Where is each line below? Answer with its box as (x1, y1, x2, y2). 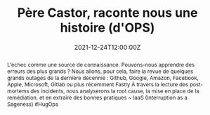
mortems (6, 87, 29, 95)
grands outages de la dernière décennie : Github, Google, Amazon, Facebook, (6, 74, 199, 81)
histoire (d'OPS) (60, 20, 155, 36)
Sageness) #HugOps (6, 100, 58, 108)
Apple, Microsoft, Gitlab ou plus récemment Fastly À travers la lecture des (6, 81, 189, 88)
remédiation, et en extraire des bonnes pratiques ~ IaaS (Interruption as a (6, 93, 188, 101)
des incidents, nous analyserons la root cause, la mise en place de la (30, 87, 199, 95)
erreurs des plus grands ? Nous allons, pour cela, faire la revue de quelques (6, 67, 194, 75)
